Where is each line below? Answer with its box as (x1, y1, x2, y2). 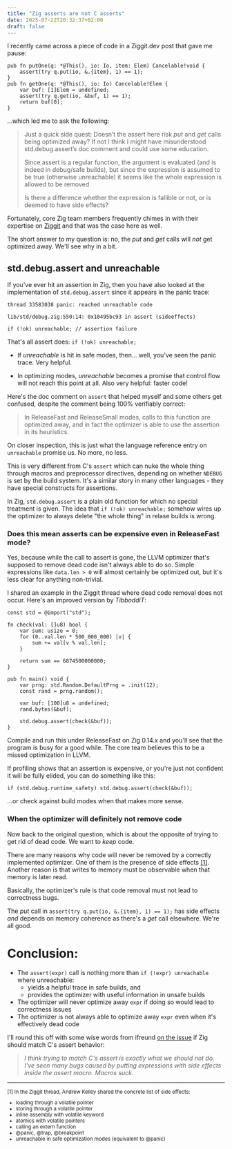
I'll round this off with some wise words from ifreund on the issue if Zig (7, 1033, 209, 1041)
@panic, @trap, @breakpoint (15, 1130, 84, 1137)
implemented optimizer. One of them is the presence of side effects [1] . (7, 858, 209, 866)
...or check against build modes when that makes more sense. (7, 797, 184, 805)
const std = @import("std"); (7, 609, 91, 616)
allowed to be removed (23, 180, 90, 188)
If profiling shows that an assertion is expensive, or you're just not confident (7, 764, 224, 773)
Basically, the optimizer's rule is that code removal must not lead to (7, 886, 198, 894)
